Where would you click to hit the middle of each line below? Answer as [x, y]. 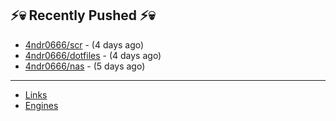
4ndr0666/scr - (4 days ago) [84, 44]
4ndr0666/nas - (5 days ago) [85, 66]
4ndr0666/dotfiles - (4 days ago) [93, 55]
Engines [41, 105]
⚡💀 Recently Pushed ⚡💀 [83, 15]
